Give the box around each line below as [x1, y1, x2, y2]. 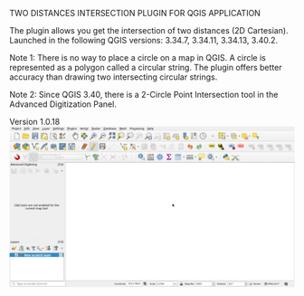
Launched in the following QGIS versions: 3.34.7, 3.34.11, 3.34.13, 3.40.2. [9, 35, 279, 45]
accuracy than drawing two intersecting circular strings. [9, 72, 218, 82]
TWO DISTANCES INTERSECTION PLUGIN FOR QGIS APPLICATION [9, 8, 261, 18]
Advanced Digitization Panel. [9, 99, 118, 110]
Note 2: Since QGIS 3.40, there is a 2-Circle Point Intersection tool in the [9, 90, 279, 100]
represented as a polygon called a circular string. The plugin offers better [9, 62, 282, 72]
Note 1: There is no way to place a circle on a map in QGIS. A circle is [9, 53, 267, 62]
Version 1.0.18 [9, 117, 61, 127]
